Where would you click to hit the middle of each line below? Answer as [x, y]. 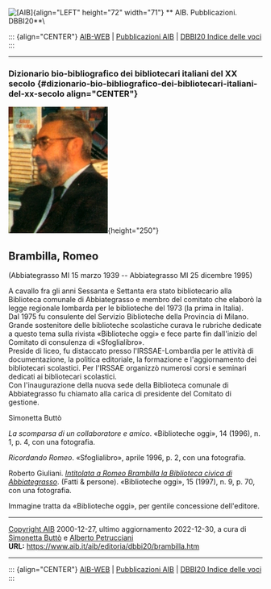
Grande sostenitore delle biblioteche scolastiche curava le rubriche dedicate [135, 326]
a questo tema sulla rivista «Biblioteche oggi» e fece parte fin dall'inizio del [133, 334]
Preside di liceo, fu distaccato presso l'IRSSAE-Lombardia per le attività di [131, 351]
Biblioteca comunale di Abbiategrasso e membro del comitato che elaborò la [135, 300]
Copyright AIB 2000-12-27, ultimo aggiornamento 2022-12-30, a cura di [127, 529]
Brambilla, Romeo [54, 256]
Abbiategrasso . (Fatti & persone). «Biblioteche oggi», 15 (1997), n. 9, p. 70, [132, 482]
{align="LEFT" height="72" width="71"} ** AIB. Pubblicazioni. [135, 12]
